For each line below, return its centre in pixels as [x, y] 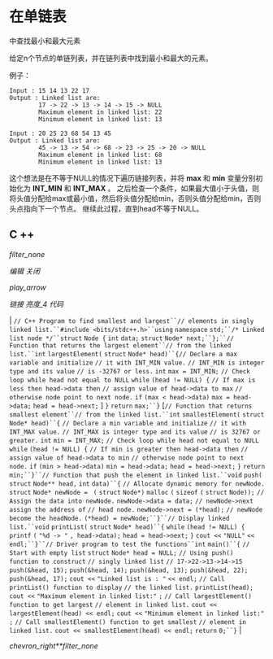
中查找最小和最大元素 [45, 41]
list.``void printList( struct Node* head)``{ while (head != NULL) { [127, 527]
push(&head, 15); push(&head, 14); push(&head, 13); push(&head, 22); [129, 570]
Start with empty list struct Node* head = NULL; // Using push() [121, 553]
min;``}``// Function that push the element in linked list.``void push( [136, 475]
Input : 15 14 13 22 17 [50, 90]
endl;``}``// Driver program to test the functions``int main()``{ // [130, 544]
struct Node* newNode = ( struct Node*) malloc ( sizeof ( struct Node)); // [137, 492]
